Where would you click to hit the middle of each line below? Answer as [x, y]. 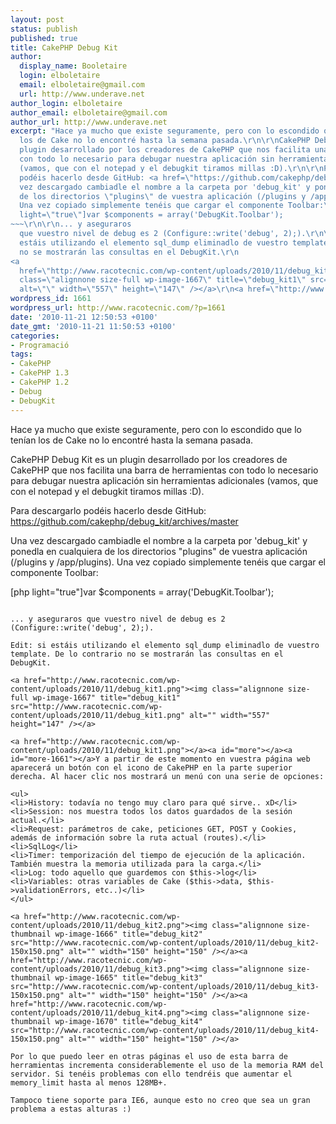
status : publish [44, 29]
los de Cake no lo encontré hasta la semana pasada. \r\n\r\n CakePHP [165, 141]
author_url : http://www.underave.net [89, 122]
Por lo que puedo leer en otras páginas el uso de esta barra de [149, 1056]
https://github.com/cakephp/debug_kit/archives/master [124, 521]
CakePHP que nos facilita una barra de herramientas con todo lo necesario [164, 470]
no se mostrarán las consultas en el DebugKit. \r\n [129, 252]
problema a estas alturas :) [71, 1109]
